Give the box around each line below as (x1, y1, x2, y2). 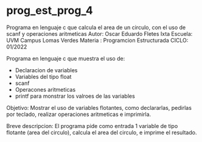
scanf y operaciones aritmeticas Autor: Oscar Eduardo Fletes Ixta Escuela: (6, 30, 193, 37)
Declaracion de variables (15, 66, 78, 73)
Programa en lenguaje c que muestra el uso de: (6, 55, 125, 62)
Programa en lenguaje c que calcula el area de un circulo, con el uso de (6, 24, 186, 31)
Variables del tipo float (15, 73, 72, 80)
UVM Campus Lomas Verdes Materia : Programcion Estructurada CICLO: (6, 36, 189, 44)
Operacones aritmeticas (15, 86, 76, 93)
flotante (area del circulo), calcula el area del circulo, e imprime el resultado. (6, 129, 197, 136)
